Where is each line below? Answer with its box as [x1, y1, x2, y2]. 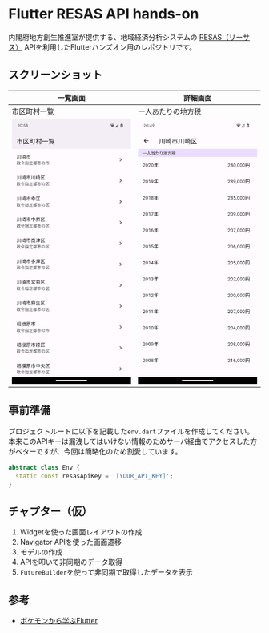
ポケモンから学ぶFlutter [19, 616, 98, 626]
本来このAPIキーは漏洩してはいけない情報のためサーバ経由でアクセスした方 [8, 436, 258, 446]
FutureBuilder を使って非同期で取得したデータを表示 [19, 567, 194, 577]
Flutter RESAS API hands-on [8, 5, 199, 23]
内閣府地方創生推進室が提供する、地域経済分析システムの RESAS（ [8, 32, 230, 42]
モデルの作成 [19, 547, 62, 557]
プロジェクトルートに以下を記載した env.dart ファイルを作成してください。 [8, 426, 255, 436]
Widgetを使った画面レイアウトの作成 [19, 527, 143, 537]
